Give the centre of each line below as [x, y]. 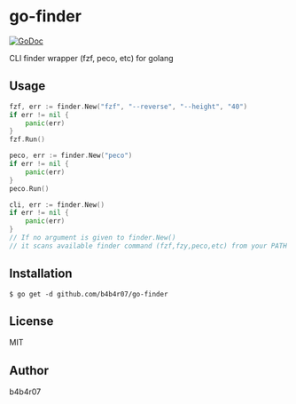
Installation [41, 274]
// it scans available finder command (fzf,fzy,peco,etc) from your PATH [148, 246]
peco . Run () [29, 188]
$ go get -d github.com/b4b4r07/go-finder [89, 294]
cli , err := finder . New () [57, 205]
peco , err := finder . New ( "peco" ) [71, 156]
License [31, 321]
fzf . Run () [27, 139]
